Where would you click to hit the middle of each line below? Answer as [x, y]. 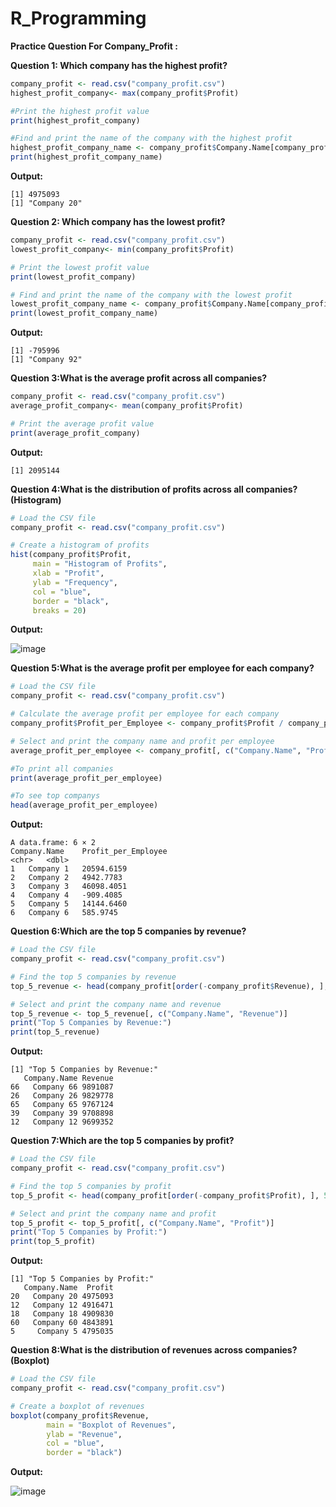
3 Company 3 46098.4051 [69, 887]
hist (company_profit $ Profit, [71, 555]
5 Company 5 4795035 [62, 1332]
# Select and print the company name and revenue [116, 1004]
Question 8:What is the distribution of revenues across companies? [154, 1350]
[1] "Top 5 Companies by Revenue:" [84, 1070]
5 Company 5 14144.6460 [69, 904]
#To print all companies [62, 768]
